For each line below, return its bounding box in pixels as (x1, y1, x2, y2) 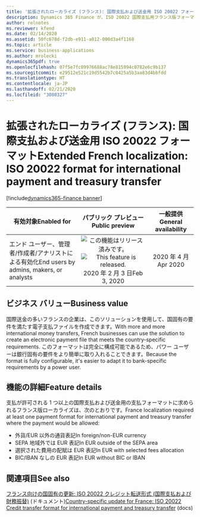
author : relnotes (6, 20, 49, 26)
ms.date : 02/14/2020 (6, 31, 58, 37)
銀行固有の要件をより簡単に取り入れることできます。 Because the (16, 350, 177, 357)
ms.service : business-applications (6, 48, 95, 54)
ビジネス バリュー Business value (6, 298, 129, 309)
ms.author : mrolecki (6, 53, 58, 59)
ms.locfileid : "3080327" (6, 92, 68, 98)
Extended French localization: (37, 149, 189, 163)
